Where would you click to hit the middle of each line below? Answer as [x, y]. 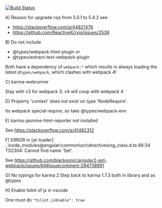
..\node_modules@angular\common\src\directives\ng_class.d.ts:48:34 [78, 145]
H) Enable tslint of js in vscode [37, 190]
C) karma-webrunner [27, 82]
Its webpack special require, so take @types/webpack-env [66, 111]
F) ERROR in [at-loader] [29, 140]
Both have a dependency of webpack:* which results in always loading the [81, 67]
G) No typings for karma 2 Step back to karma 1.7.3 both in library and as [80, 175]
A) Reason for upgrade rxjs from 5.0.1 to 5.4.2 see [56, 17]
